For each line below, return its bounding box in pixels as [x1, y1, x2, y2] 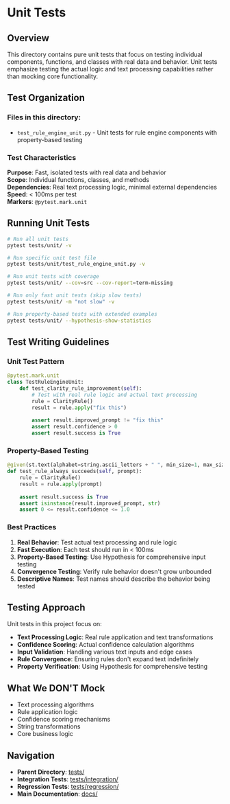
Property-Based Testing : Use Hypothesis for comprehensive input [16, 553, 206, 561]
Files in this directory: [7, 113, 81, 122]
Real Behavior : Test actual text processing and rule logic [16, 538, 177, 547]
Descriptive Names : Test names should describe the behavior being [16, 575, 211, 583]
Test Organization [7, 92, 86, 104]
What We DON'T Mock [7, 682, 105, 694]
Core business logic [16, 730, 74, 738]
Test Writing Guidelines [7, 336, 110, 347]
